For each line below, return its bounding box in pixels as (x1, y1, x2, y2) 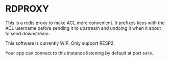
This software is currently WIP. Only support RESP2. (5, 40, 115, 46)
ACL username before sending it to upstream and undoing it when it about (5, 25, 161, 31)
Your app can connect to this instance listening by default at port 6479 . (5, 50, 153, 56)
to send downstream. (5, 30, 50, 36)
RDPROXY (5, 3, 50, 15)
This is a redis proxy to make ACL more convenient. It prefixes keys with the (5, 20, 165, 26)
